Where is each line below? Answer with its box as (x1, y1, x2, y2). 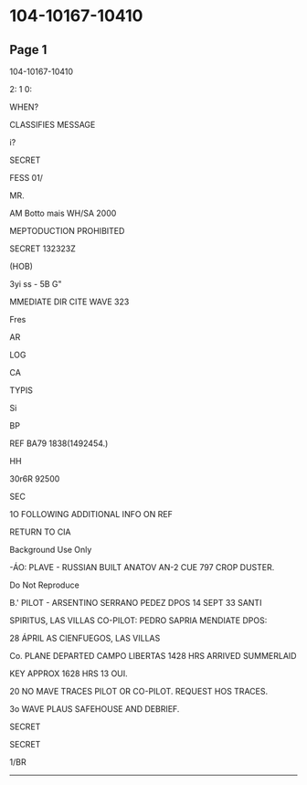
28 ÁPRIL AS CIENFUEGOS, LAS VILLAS (9, 632, 161, 643)
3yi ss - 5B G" (9, 279, 62, 289)
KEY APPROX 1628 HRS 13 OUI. (9, 668, 128, 679)
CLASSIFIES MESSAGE (9, 120, 96, 130)
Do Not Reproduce (9, 579, 79, 590)
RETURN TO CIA (9, 526, 71, 537)
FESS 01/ (9, 173, 44, 183)
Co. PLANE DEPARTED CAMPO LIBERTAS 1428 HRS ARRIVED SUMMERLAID (9, 651, 297, 661)
